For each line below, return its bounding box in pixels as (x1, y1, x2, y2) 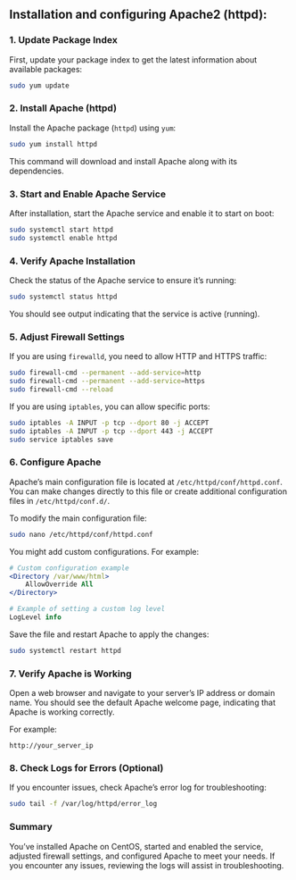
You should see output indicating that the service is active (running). (9, 308, 260, 319)
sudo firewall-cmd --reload (9, 385, 114, 394)
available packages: (9, 63, 83, 74)
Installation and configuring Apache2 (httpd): (9, 7, 267, 22)
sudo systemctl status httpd (9, 292, 118, 302)
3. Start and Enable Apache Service (9, 188, 167, 200)
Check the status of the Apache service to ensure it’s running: (9, 275, 237, 286)
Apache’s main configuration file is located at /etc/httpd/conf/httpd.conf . (9, 476, 284, 487)
